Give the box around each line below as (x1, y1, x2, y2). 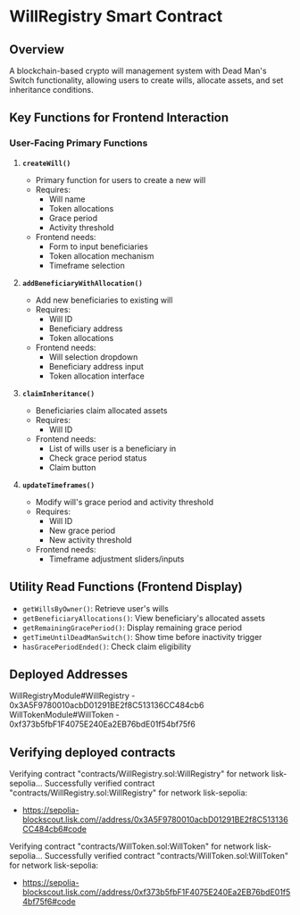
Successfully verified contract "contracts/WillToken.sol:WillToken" (44, 851, 288, 861)
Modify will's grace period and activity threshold (35, 496, 214, 507)
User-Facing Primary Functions (9, 137, 148, 149)
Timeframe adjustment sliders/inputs (48, 553, 185, 564)
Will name (48, 194, 86, 204)
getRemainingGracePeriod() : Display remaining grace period (21, 622, 243, 633)
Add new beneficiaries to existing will (35, 295, 173, 305)
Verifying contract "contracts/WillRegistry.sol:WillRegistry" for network (9, 769, 270, 779)
